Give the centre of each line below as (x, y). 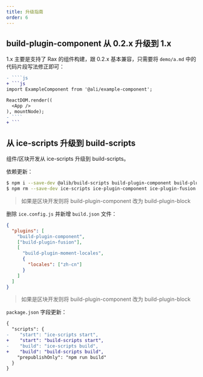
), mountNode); (25, 111)
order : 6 (17, 18)
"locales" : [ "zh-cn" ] (55, 265)
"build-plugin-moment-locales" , (63, 253)
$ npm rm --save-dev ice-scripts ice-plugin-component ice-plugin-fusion (101, 188)
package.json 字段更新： (37, 312)
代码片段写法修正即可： (35, 66)
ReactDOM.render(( (29, 100)
